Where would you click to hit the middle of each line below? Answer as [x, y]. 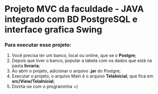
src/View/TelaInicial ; [33, 81]
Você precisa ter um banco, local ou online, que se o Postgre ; [74, 56]
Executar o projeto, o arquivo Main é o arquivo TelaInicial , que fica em [82, 76]
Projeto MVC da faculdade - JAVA [74, 9]
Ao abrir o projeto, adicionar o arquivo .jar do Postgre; [66, 71]
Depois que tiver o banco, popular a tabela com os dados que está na [82, 61]
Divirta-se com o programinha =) [45, 87]
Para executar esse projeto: [38, 45]
